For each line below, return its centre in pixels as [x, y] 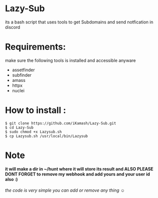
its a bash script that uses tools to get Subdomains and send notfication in [79, 22]
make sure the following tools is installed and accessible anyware [70, 60]
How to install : [36, 110]
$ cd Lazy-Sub [19, 127]
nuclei [18, 90]
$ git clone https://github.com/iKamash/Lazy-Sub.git [61, 123]
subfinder [22, 75]
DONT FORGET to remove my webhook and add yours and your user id [78, 174]
